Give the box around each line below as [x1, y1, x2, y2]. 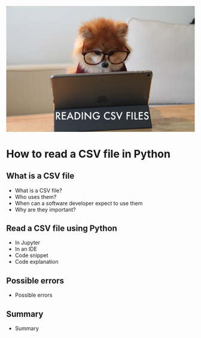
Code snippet [14, 252, 49, 259]
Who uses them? [14, 193, 57, 200]
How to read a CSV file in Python [6, 147, 170, 161]
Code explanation [14, 258, 59, 265]
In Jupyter [14, 239, 41, 246]
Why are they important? [14, 206, 76, 213]
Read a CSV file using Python [6, 224, 118, 234]
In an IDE [14, 246, 38, 253]
